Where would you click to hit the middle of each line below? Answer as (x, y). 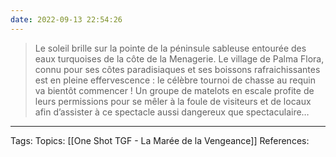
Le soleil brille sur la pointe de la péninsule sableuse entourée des (170, 48)
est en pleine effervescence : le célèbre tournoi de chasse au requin (175, 80)
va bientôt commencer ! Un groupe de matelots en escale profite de (174, 90)
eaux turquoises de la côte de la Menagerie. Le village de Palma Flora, (179, 58)
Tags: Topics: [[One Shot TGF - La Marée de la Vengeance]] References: (160, 140)
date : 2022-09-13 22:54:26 (66, 19)
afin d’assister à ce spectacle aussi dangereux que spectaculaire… (172, 112)
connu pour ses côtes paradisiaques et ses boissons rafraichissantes (177, 69)
